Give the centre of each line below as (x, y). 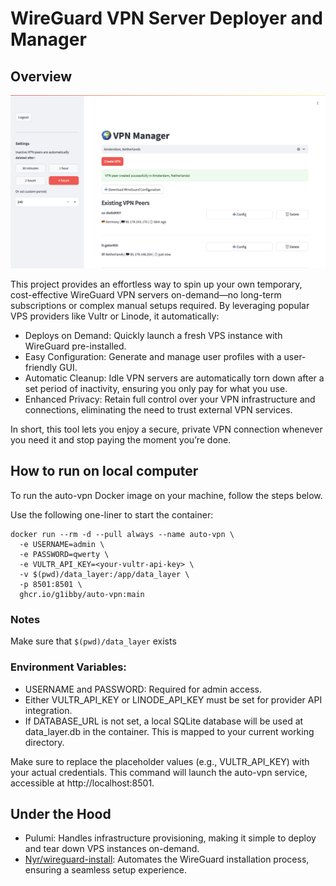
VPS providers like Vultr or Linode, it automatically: (115, 316)
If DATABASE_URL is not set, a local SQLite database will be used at (164, 721)
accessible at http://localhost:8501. (82, 783)
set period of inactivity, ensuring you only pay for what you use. (156, 389)
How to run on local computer (104, 471)
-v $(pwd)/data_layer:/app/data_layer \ (104, 574)
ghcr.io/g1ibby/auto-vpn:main (82, 594)
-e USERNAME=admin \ (62, 544)
